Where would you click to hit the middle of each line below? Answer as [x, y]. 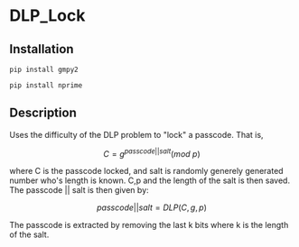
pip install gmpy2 [44, 69]
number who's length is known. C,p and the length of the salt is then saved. [150, 180]
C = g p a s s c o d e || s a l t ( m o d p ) [152, 152]
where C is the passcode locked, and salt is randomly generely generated [146, 171]
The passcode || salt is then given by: [79, 190]
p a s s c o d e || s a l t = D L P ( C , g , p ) [152, 207]
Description [43, 113]
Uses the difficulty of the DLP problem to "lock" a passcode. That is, [136, 134]
